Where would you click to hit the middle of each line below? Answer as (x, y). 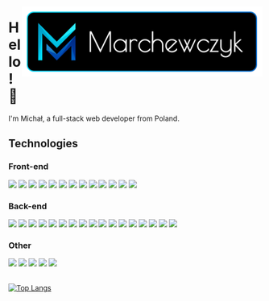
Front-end (29, 167)
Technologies (43, 144)
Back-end (28, 206)
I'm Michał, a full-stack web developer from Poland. (94, 118)
